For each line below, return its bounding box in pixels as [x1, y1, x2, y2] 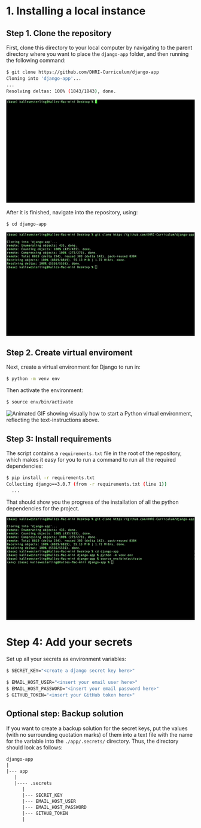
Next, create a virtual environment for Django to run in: [6, 363, 141, 370]
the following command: [6, 57, 66, 64]
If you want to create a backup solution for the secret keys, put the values [6, 725, 188, 732]
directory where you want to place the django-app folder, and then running [6, 50, 189, 58]
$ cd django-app [6, 221, 47, 228]
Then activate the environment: [6, 387, 84, 394]
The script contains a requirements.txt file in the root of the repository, [6, 450, 182, 457]
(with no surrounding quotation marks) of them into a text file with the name [6, 731, 193, 738]
